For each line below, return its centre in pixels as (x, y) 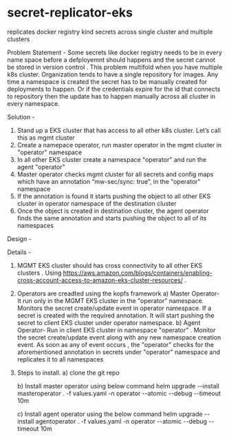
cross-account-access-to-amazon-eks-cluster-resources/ (100, 280)
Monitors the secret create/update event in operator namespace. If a (114, 308)
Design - (20, 238)
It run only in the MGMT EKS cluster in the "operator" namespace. (110, 300)
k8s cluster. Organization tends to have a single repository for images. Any (113, 74)
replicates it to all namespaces (60, 359)
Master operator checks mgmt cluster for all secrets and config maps (115, 174)
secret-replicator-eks (70, 13)
